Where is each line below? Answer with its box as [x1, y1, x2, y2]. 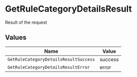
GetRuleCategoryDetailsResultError [7, 64, 90, 70]
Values [5, 33, 27, 42]
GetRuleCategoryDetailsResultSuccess [7, 57, 95, 62]
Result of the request [5, 19, 47, 25]
